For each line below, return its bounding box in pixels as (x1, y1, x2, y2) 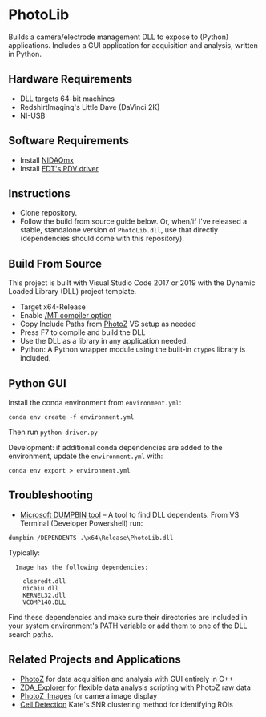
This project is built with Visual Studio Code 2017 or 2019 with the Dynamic (8, 278, 256, 288)
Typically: (8, 547, 40, 558)
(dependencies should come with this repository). (19, 234, 184, 244)
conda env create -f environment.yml (8, 413, 135, 421)
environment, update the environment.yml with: (8, 451, 163, 461)
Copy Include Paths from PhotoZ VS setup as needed (19, 319, 196, 329)
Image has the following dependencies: (15, 563, 149, 571)
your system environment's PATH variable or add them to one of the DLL (8, 621, 248, 630)
